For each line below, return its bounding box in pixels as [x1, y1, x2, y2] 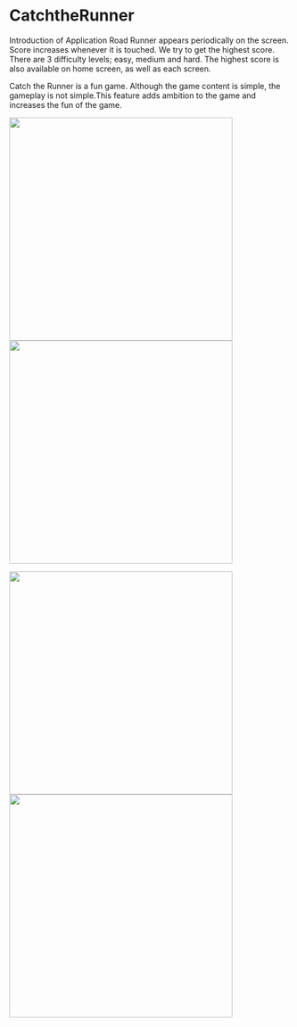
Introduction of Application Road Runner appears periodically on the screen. [9, 35, 289, 46]
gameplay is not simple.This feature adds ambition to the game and [9, 90, 257, 101]
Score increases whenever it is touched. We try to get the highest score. [9, 44, 275, 54]
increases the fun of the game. [9, 99, 122, 110]
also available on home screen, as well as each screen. [9, 63, 211, 74]
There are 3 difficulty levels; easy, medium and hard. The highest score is [9, 54, 279, 64]
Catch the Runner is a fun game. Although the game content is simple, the [9, 80, 281, 91]
